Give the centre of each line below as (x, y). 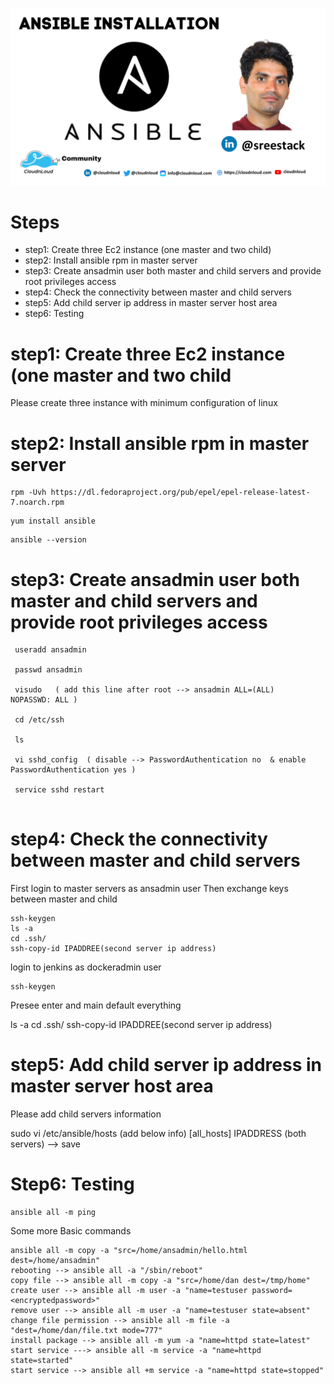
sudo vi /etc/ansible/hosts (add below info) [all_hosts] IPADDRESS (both (158, 1134)
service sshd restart (59, 790)
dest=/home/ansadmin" (55, 1261)
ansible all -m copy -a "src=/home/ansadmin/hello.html (129, 1251)
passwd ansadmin (48, 670)
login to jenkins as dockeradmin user (86, 967)
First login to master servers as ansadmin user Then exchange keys (149, 889)
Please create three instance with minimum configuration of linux (144, 403)
